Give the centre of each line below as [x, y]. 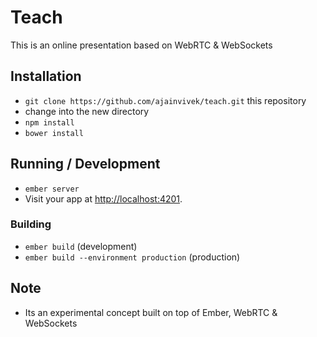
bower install [54, 133]
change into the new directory [87, 111]
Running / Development [85, 164]
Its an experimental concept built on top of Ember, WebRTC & [151, 312]
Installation [46, 76]
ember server [52, 189]
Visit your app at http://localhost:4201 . [103, 198]
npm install [49, 122]
